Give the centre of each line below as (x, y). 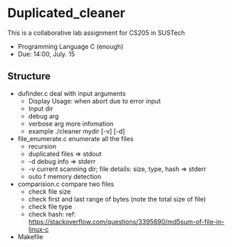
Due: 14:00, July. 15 (46, 54)
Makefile (30, 236)
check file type (50, 207)
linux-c (38, 229)
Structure (29, 76)
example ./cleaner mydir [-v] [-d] (77, 131)
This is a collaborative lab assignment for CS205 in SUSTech (96, 33)
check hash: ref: (52, 214)
